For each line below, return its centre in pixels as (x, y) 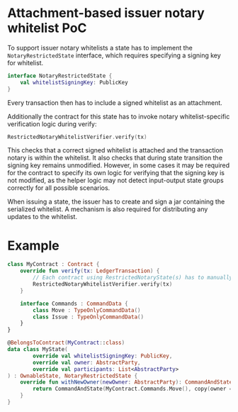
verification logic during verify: (52, 124)
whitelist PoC (47, 28)
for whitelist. (25, 62)
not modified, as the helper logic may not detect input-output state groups (116, 180)
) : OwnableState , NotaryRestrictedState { (73, 376)
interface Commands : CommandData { (74, 304)
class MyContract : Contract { (53, 265)
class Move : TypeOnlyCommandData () (87, 310)
